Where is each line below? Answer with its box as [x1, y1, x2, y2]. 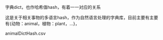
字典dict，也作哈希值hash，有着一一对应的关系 [5, 4, 101, 10]
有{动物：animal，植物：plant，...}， [5, 21, 80, 26]
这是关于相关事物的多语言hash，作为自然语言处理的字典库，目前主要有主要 [5, 15, 159, 20]
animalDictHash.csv [5, 31, 46, 36]
